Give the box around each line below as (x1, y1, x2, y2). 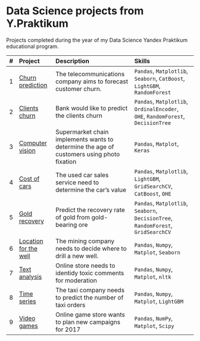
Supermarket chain (55, 128, 109, 136)
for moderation (55, 276, 97, 285)
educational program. (6, 43, 59, 50)
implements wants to (55, 135, 114, 143)
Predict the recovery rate (55, 206, 125, 214)
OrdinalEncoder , (134, 105, 179, 113)
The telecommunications (55, 70, 125, 78)
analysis (18, 272, 42, 280)
